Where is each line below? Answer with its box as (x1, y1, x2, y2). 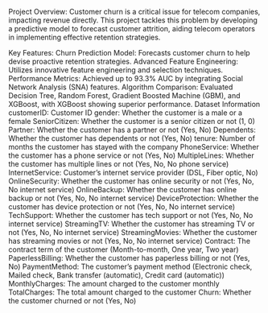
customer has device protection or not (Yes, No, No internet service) (8, 202, 236, 212)
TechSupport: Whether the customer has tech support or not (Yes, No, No (8, 211, 254, 220)
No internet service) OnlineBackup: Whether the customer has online (8, 185, 237, 194)
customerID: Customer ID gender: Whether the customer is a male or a (8, 108, 243, 117)
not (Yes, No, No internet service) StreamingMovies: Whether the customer (8, 228, 258, 237)
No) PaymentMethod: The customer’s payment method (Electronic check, (8, 262, 253, 271)
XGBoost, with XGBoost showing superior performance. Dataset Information (8, 100, 261, 109)
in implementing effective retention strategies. (8, 32, 161, 42)
